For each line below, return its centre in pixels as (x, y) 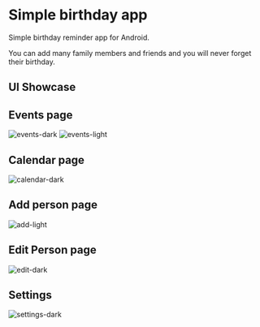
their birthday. (32, 62)
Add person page (53, 205)
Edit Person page (52, 250)
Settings (30, 295)
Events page (41, 115)
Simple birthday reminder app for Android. (79, 37)
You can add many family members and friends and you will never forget (130, 53)
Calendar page (47, 160)
